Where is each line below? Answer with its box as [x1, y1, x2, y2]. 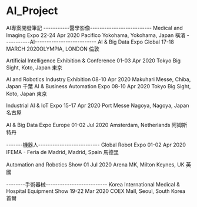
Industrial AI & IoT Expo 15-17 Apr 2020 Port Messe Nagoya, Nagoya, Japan [6, 102, 189, 109]
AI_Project [6, 4, 58, 18]
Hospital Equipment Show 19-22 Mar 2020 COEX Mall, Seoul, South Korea [6, 187, 186, 195]
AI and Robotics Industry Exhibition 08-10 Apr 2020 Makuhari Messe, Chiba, [6, 75, 191, 83]
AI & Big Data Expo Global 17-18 [98, 38, 175, 45]
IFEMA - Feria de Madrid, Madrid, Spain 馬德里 [6, 148, 119, 155]
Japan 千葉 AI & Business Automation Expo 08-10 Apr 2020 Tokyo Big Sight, [6, 82, 191, 89]
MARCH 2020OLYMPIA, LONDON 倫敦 [6, 45, 100, 52]
